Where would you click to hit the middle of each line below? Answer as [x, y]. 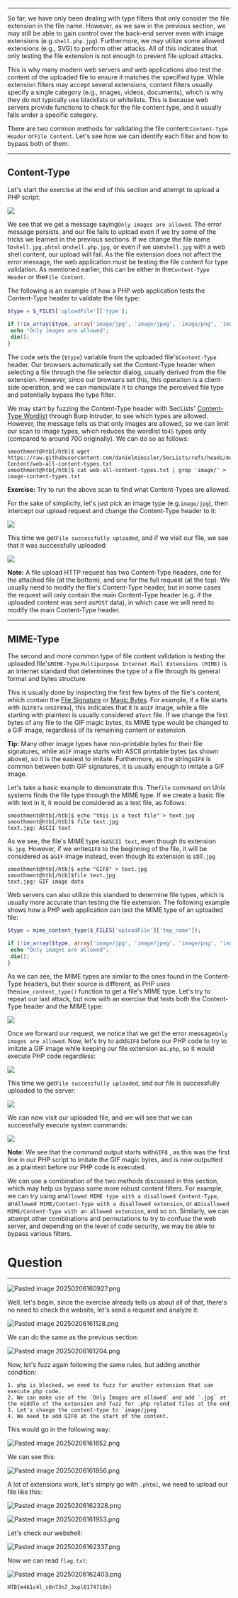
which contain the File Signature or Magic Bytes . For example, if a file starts [118, 700]
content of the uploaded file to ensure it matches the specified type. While [116, 77]
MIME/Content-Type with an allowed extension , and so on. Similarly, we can [118, 1211]
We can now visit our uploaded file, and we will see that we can [100, 1118]
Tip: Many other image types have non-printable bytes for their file [105, 744]
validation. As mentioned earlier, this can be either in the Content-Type [109, 269]
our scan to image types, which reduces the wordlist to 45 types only [107, 431]
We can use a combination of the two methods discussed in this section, [113, 1181]
